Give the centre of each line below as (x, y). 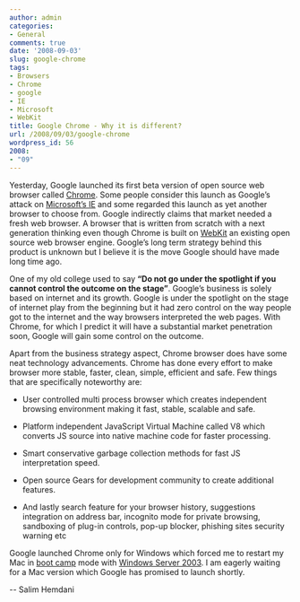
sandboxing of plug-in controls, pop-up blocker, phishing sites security (153, 526)
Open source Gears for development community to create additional (148, 480)
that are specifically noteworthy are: (76, 381)
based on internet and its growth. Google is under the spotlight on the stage (149, 298)
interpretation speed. (61, 462)
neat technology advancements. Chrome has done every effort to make (141, 362)
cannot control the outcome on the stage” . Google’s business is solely (141, 288)
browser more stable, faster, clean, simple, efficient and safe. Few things (143, 372)
